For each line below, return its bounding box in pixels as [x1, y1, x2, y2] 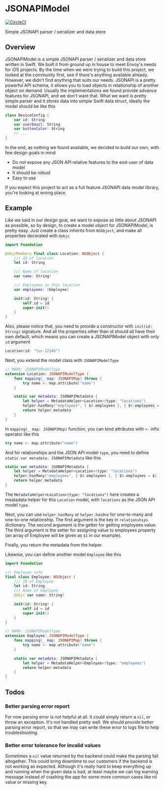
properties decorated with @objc [5, 232, 70, 239]
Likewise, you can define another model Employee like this [5, 551, 121, 557]
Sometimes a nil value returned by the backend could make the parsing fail [5, 753, 159, 759]
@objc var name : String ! [14, 593, 65, 598]
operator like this [5, 431, 39, 437]
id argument [5, 339, 30, 345]
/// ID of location [14, 255, 54, 261]
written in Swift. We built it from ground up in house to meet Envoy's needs [5, 61, 157, 67]
